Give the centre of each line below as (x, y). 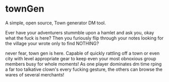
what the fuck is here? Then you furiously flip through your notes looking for (84, 38)
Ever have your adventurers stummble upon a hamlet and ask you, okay (80, 32)
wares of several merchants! (35, 74)
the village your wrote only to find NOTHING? (52, 43)
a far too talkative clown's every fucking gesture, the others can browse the (84, 69)
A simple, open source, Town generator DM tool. (55, 23)
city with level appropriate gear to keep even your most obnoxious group (81, 58)
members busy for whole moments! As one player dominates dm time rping (83, 64)
